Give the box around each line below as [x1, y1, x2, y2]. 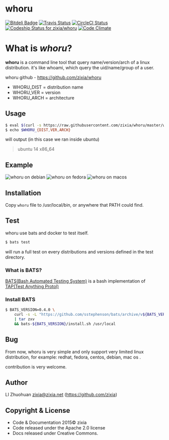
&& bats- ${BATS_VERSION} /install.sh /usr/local [14, 321, 116, 326]
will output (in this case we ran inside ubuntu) [5, 136, 100, 142]
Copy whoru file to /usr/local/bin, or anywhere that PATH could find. [5, 202, 144, 208]
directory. [5, 254, 25, 260]
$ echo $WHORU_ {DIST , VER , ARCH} [5, 127, 71, 132]
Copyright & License [5, 406, 70, 415]
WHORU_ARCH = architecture [12, 95, 74, 101]
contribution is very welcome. [5, 364, 67, 370]
